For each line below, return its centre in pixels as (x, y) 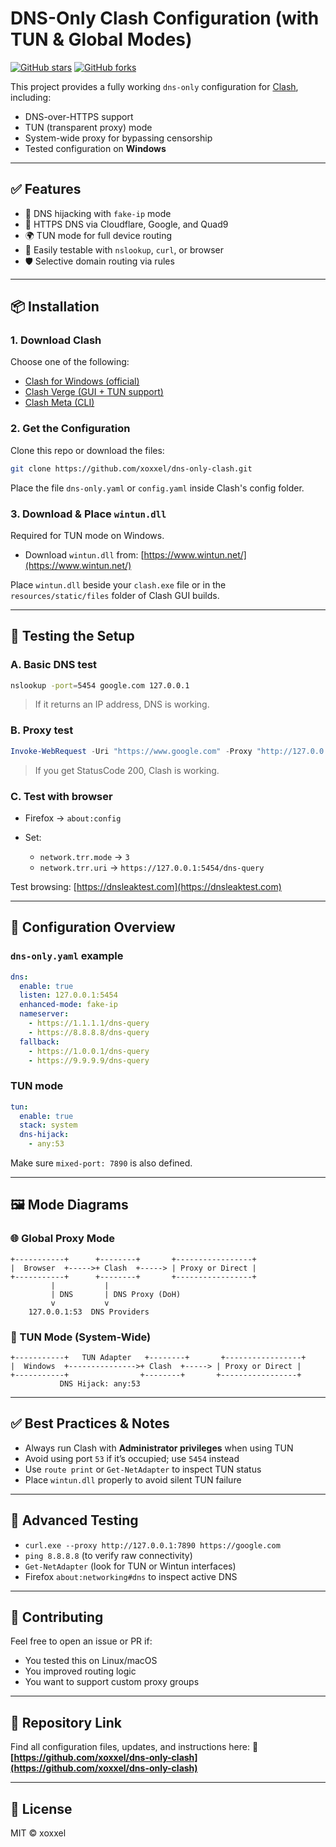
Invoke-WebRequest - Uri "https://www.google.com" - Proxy (131, 751)
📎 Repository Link (66, 1722)
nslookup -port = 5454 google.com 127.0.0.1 (100, 685)
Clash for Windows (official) (82, 381)
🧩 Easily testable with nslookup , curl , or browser (124, 249)
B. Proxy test (42, 730)
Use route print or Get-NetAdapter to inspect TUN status (143, 1469)
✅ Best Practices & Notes (90, 1423)
